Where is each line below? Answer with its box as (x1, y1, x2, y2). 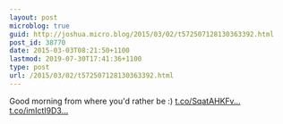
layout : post (9, 12, 58, 22)
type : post (9, 63, 50, 72)
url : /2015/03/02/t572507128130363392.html (9, 71, 175, 80)
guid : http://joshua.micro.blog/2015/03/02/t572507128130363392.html (9, 29, 275, 38)
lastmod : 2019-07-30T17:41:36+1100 (9, 54, 142, 63)
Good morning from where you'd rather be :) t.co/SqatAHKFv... (9, 95, 241, 106)
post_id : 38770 (9, 37, 66, 47)
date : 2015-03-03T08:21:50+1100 (9, 46, 130, 55)
